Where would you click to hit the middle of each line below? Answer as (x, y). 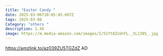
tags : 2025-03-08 (24, 19)
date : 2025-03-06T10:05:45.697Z (39, 15)
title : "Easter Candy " (31, 10)
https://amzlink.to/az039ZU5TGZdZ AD (47, 48)
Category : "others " (27, 24)
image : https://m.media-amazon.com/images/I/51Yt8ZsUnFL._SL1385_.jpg (82, 34)
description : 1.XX (25, 29)
